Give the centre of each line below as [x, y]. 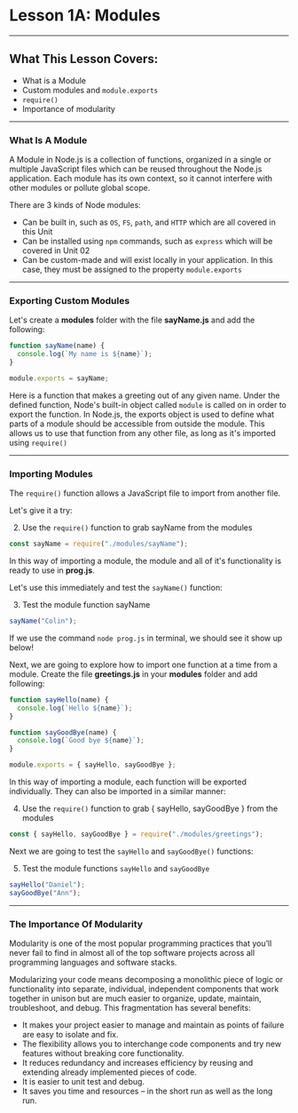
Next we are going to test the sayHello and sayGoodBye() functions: [132, 851]
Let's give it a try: [41, 511]
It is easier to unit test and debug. [83, 1081]
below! [21, 647]
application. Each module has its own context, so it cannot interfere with [141, 179]
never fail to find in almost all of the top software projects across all [132, 952]
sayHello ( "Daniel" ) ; [47, 885]
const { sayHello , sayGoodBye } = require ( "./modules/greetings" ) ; [137, 835]
